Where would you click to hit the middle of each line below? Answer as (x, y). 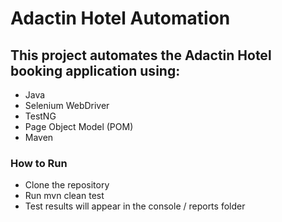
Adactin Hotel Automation (120, 18)
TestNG (40, 116)
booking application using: (95, 70)
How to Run (39, 163)
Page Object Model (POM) (79, 126)
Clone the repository (67, 185)
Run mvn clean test (64, 196)
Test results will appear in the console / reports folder (135, 206)
